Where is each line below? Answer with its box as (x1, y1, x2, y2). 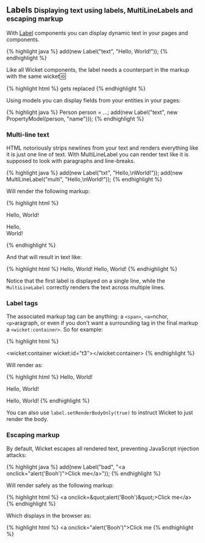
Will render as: (6, 362, 43, 369)
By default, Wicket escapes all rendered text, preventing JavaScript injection (6, 444, 199, 452)
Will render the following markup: (6, 188, 91, 195)
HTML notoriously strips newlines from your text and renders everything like (6, 144, 199, 152)
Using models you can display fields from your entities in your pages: (6, 96, 181, 104)
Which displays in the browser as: (6, 512, 92, 519)
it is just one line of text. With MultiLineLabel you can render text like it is (6, 151, 188, 158)
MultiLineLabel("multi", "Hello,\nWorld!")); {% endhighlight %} (6, 176, 163, 183)
